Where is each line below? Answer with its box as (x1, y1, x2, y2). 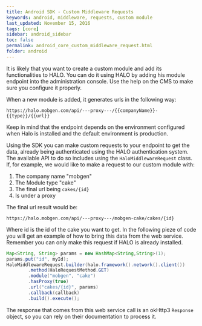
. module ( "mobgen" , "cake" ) (28, 273, 96, 279)
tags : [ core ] (6, 25, 39, 32)
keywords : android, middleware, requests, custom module (6, 15, 153, 21)
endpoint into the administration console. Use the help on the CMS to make (6, 77, 194, 85)
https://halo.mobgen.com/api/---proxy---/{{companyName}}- (6, 107, 158, 114)
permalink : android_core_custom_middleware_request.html (6, 43, 153, 49)
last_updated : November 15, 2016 (6, 20, 91, 26)
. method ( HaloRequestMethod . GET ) (28, 267, 110, 273)
